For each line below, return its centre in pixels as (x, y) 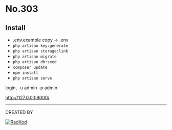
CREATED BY (19, 112)
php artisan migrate (35, 57)
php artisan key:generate (40, 46)
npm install (25, 73)
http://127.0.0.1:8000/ (27, 98)
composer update (30, 67)
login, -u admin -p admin (31, 88)
